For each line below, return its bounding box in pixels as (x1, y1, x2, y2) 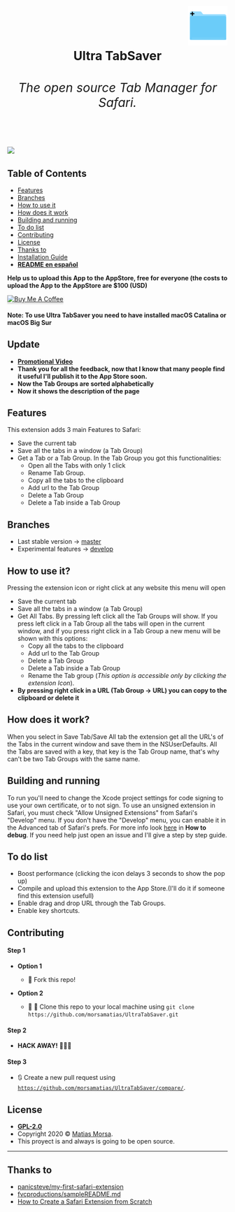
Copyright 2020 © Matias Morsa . (17, 1130, 113, 1138)
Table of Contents (7, 167, 87, 180)
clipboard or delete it (17, 694, 80, 702)
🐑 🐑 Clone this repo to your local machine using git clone (27, 1002, 194, 1011)
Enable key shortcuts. (17, 907, 80, 915)
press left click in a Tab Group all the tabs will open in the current (17, 619, 205, 628)
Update (7, 338, 41, 351)
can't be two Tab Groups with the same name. (7, 754, 141, 763)
